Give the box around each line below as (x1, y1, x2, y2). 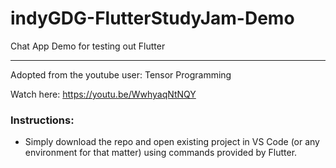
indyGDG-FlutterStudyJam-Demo (10, 7, 295, 30)
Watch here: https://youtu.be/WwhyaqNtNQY (10, 88, 197, 100)
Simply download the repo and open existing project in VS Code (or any (24, 136, 320, 148)
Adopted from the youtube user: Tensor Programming (10, 68, 232, 81)
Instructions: (10, 113, 75, 127)
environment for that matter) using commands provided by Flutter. (24, 147, 298, 159)
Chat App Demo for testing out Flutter (10, 40, 166, 52)
